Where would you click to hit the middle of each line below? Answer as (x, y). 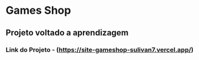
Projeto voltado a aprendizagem (67, 33)
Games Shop (38, 10)
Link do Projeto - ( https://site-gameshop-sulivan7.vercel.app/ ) (100, 50)
